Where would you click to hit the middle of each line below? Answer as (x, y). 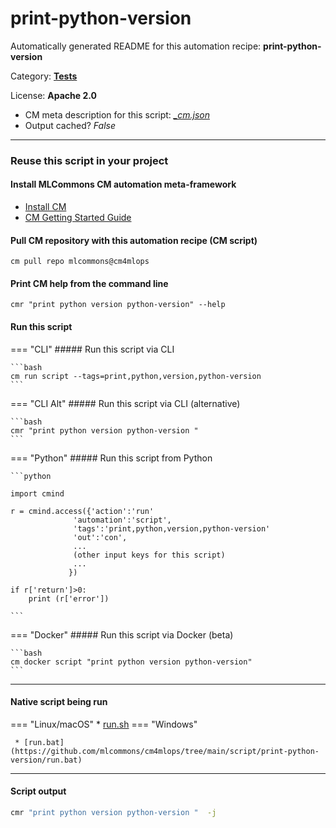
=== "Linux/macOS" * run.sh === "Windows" (104, 724)
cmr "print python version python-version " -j (113, 813)
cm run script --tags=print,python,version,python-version (136, 376)
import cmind (37, 493)
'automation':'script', (122, 520)
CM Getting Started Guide (78, 218)
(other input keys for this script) (149, 555)
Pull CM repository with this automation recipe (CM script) (134, 240)
